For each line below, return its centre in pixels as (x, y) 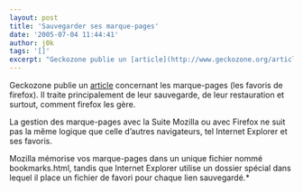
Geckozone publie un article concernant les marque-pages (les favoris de (146, 85)
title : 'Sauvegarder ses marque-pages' (84, 26)
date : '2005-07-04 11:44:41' (64, 34)
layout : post (34, 18)
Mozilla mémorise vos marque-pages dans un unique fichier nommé (136, 158)
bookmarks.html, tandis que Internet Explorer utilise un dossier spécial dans (150, 168)
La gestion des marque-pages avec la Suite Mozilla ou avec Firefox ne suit (147, 122)
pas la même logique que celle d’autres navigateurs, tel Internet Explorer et (148, 131)
